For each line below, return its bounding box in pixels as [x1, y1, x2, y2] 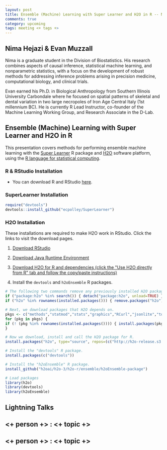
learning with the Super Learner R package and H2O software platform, [5, 150, 152, 156]
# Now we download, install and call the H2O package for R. [5, 335, 135, 340]
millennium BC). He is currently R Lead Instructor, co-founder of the [5, 104, 144, 110]
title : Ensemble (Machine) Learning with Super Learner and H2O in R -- [5, 12, 159, 17]
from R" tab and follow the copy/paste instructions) [12, 270, 117, 276]
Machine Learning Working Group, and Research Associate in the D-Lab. [5, 109, 154, 115]
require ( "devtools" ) [5, 202, 48, 208]
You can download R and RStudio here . [12, 179, 93, 185]
